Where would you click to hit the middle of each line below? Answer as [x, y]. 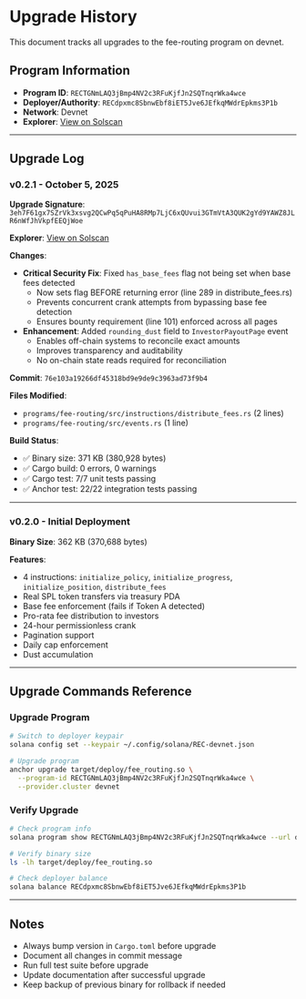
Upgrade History [74, 17]
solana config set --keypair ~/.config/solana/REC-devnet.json [132, 745]
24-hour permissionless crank [79, 625]
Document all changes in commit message [102, 956]
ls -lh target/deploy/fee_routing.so [81, 862]
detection [54, 312]
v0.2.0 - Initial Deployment [70, 522]
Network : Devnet [55, 112]
